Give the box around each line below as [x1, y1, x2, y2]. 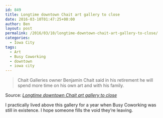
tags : [5, 45, 17, 50]
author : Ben [5, 21, 30, 27]
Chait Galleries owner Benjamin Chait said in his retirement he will [17, 77, 153, 83]
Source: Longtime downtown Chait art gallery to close [5, 92, 117, 98]
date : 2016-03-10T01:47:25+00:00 [5, 17, 75, 22]
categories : [5, 36, 30, 41]
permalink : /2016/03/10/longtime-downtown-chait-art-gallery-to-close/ [5, 31, 158, 36]
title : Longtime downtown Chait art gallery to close [5, 12, 120, 17]
